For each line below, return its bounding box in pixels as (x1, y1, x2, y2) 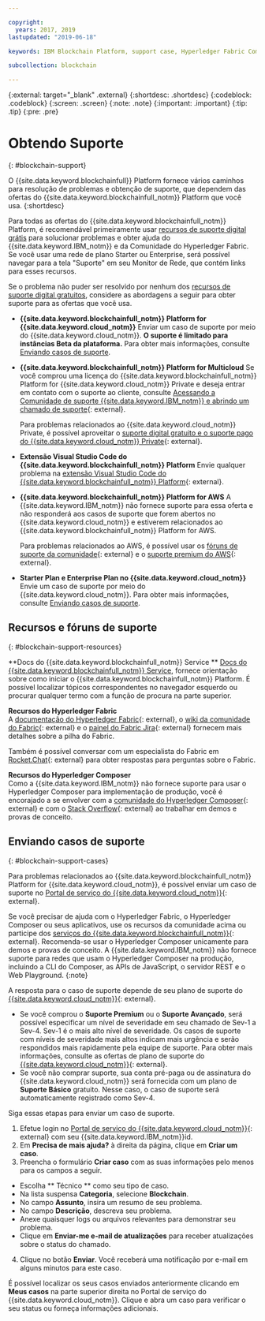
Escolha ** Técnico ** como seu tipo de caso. (19, 1181, 170, 1190)
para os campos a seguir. (19, 1165, 103, 1175)
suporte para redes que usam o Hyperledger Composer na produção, (8, 953, 234, 963)
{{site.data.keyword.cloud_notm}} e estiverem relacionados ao (19, 517, 223, 527)
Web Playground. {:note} (8, 970, 88, 980)
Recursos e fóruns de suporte (8, 621, 158, 635)
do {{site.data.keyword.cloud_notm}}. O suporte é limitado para (19, 330, 229, 340)
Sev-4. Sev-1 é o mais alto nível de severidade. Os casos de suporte (19, 1026, 241, 1036)
